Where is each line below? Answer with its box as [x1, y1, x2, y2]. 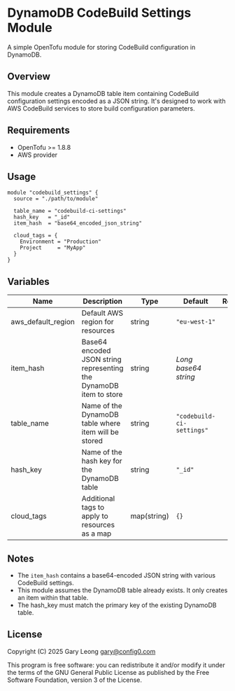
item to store [81, 390, 123, 400]
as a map [81, 529, 112, 538]
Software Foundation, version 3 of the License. [7, 676, 142, 684]
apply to [81, 511, 108, 521]
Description [83, 296, 123, 306]
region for [81, 317, 114, 327]
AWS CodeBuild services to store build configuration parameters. [7, 104, 195, 113]
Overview [7, 71, 51, 83]
